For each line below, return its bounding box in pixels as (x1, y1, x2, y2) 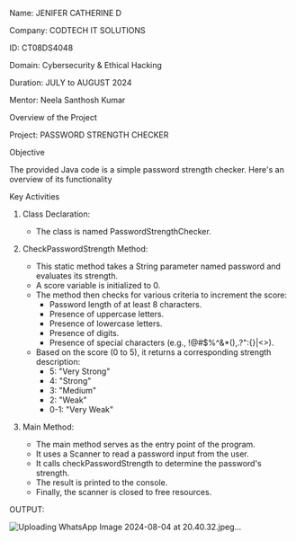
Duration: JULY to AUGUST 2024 (9, 77, 132, 88)
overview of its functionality (9, 174, 112, 184)
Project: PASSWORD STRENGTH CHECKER (9, 129, 169, 140)
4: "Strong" (49, 376, 92, 386)
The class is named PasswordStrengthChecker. (35, 226, 211, 236)
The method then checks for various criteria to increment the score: (35, 289, 288, 300)
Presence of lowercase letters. (49, 318, 163, 329)
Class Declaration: (22, 208, 91, 219)
